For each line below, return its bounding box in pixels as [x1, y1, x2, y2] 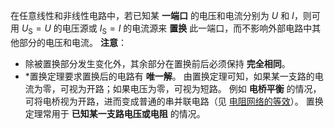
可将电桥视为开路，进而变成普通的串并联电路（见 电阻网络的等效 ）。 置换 [24, 95, 324, 107]
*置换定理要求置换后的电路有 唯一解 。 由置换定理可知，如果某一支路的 [24, 70, 315, 82]
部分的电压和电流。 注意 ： [18, 36, 127, 48]
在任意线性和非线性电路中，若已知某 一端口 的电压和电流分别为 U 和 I [10, 10, 295, 21]
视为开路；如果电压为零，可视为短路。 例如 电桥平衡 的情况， [68, 82, 322, 94]
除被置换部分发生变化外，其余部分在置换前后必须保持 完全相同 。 [24, 57, 291, 69]
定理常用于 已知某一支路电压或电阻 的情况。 [24, 107, 206, 119]
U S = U [21, 22, 52, 36]
